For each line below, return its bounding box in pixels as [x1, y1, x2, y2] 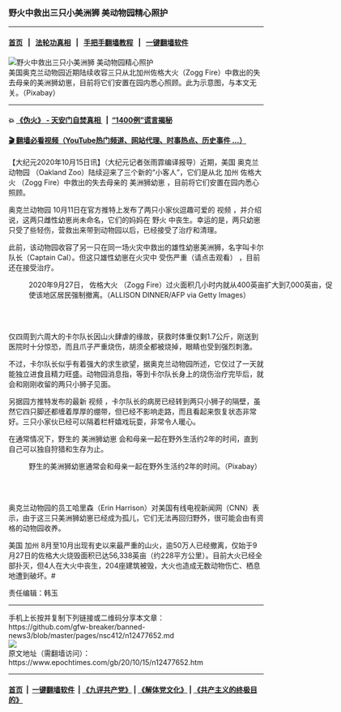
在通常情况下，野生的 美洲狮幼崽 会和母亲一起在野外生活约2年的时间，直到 [8, 434, 258, 444]
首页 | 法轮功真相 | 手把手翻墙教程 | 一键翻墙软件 [8, 37, 189, 47]
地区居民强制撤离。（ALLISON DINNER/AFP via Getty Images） [42, 290, 251, 300]
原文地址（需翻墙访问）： [8, 649, 91, 658]
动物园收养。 [22, 523, 66, 533]
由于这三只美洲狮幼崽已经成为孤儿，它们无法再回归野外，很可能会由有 [22, 513, 257, 523]
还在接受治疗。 [8, 263, 58, 272]
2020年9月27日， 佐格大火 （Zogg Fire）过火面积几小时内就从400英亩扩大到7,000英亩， [28, 280, 326, 290]
